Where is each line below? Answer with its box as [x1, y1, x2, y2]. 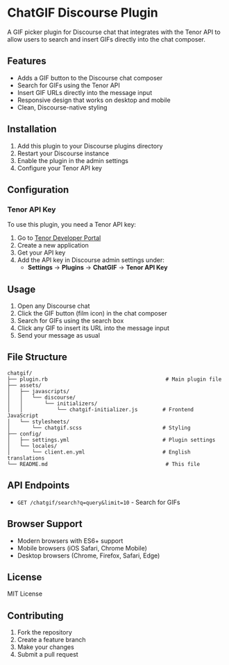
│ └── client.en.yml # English [7, 449, 191, 456]
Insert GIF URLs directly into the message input [17, 88, 153, 96]
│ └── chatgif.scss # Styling [7, 424, 191, 431]
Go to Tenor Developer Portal [17, 234, 101, 242]
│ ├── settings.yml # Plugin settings [7, 436, 216, 443]
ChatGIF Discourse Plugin [7, 5, 158, 21]
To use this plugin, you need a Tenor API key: [7, 221, 137, 229]
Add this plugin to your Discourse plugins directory [17, 141, 163, 150]
